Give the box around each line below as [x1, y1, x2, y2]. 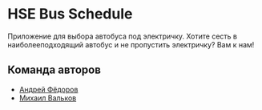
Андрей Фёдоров [18, 84, 79, 94]
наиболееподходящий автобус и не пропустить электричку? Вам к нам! [7, 39, 255, 49]
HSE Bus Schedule [7, 5, 133, 23]
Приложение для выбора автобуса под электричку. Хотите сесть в [7, 31, 238, 41]
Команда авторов [7, 63, 102, 77]
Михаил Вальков [18, 93, 77, 103]
